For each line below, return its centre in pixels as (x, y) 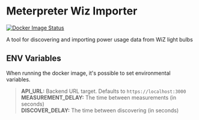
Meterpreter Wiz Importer (72, 11)
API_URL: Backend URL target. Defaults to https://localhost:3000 (103, 91)
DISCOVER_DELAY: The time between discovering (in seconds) (100, 110)
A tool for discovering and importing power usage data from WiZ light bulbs (100, 39)
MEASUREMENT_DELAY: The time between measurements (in (99, 97)
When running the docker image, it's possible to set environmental (88, 73)
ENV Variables (34, 58)
